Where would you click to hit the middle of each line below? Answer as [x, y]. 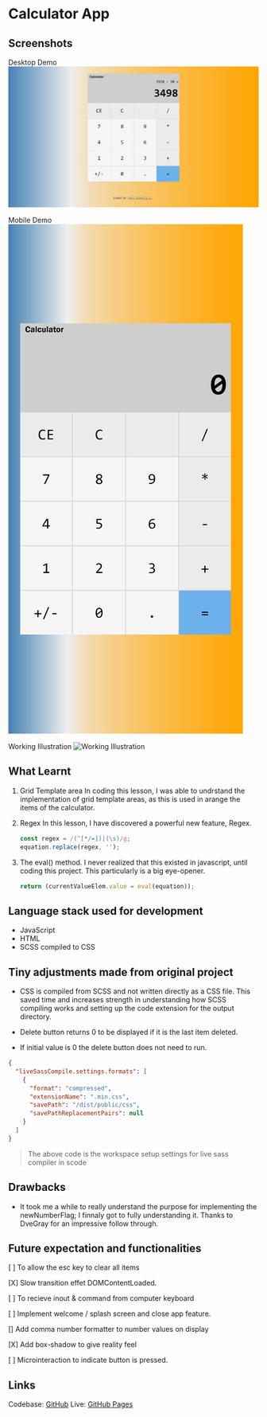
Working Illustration [40, 746]
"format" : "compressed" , [70, 1088]
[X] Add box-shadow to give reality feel [73, 1345]
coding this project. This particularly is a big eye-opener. [112, 870]
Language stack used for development [106, 911]
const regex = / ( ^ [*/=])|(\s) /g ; [75, 838]
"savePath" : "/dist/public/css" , [85, 1105]
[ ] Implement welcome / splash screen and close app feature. [110, 1314]
